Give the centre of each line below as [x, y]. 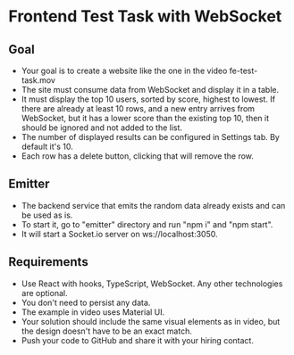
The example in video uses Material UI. [93, 312]
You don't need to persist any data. [86, 302]
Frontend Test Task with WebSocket [145, 17]
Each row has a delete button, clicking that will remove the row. [137, 156]
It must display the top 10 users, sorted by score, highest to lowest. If [148, 99]
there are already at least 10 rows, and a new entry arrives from [138, 108]
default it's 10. [47, 146]
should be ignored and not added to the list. [102, 128]
